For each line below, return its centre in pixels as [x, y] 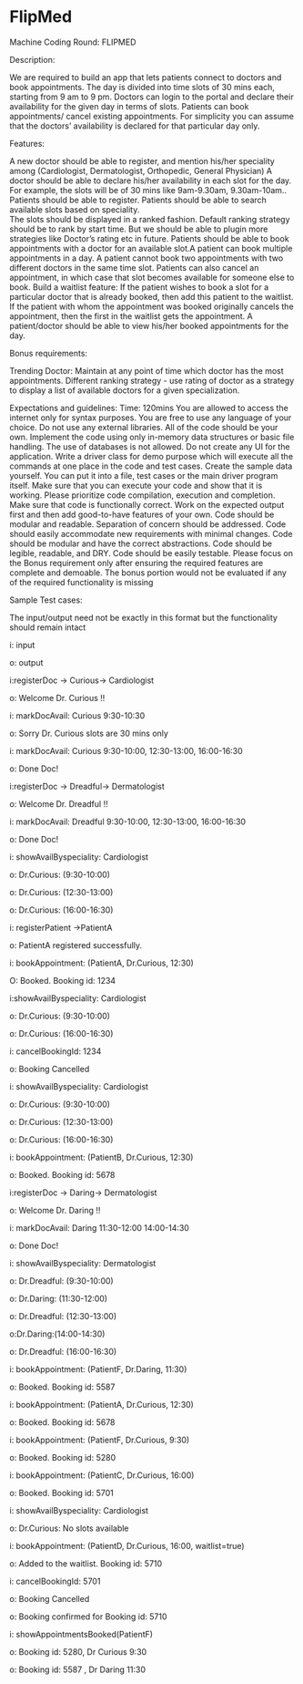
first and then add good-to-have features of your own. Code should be [142, 514]
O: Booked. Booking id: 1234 [63, 980]
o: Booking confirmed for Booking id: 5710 [88, 1617]
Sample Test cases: [46, 600]
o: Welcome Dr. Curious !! [57, 697]
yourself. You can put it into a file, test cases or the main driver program [144, 475]
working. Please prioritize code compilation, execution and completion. [142, 495]
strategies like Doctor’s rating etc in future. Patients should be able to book [149, 238]
